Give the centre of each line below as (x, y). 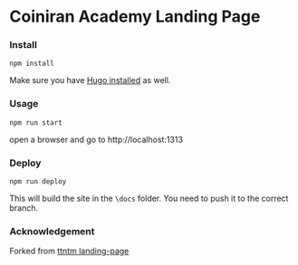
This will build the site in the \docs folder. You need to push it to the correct (149, 199)
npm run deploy (38, 182)
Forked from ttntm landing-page (69, 251)
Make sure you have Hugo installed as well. (90, 80)
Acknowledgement (52, 231)
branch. (24, 208)
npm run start (36, 123)
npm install (32, 64)
